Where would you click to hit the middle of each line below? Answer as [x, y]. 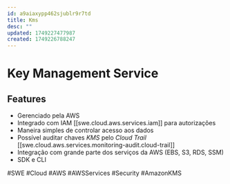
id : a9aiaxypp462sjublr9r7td [49, 13]
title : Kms [23, 20]
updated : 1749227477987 [41, 33]
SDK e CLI [32, 160]
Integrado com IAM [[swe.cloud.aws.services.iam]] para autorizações [116, 123]
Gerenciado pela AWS [48, 116]
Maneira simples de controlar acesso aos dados [85, 130]
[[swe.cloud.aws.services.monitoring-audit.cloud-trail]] [96, 145]
